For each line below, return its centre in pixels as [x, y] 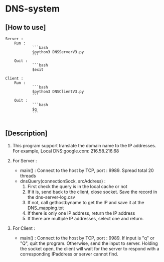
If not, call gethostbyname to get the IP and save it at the [86, 202]
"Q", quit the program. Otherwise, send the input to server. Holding [89, 243]
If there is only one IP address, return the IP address [81, 213]
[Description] [26, 134]
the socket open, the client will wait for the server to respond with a [90, 248]
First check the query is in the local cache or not [77, 186]
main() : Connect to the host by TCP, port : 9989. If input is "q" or [87, 238]
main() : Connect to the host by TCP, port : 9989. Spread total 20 [87, 170]
